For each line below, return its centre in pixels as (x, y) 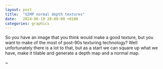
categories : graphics (27, 23)
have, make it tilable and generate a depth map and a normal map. (72, 53)
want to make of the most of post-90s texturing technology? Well (71, 43)
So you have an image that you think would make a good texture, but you (79, 37)
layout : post (19, 10)
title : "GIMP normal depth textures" (45, 14)
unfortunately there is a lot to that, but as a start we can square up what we (81, 48)
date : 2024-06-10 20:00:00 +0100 (42, 19)
